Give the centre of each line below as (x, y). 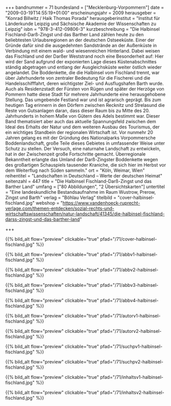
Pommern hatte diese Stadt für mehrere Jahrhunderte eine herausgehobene (86, 94)
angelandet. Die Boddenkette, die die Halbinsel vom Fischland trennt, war (82, 73)
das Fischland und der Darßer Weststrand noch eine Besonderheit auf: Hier (84, 56)
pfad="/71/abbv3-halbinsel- (129, 285)
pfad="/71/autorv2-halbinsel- (131, 331)
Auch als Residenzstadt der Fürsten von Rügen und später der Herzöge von (85, 89)
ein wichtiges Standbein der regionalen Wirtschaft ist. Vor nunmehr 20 (79, 132)
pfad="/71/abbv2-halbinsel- (129, 270)
